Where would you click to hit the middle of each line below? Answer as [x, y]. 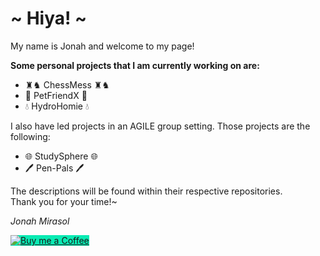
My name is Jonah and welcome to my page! [102, 46]
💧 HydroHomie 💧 [57, 106]
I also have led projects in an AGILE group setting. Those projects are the [160, 126]
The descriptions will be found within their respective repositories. [146, 191]
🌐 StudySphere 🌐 [61, 156]
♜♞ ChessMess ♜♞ [67, 84]
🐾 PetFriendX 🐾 [56, 95]
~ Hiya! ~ [49, 18]
